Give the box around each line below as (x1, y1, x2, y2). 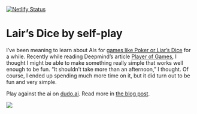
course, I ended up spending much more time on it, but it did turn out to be (6, 72, 190, 79)
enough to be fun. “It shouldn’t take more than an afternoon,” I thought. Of (6, 65, 189, 73)
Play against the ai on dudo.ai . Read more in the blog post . (6, 90, 150, 97)
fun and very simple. (6, 78, 57, 85)
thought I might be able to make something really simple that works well (6, 59, 184, 66)
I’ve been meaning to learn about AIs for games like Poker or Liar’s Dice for (6, 46, 191, 53)
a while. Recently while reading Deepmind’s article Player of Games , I (6, 53, 177, 60)
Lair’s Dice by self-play (6, 27, 123, 40)
